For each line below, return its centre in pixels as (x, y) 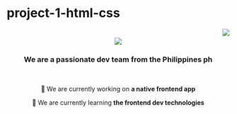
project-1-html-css (64, 13)
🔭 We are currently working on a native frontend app (118, 89)
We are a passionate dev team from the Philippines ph (118, 59)
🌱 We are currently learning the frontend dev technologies (118, 102)
